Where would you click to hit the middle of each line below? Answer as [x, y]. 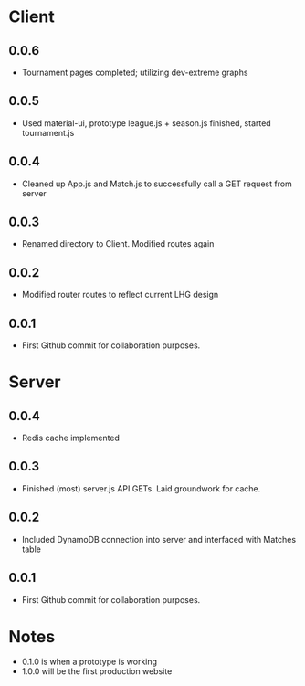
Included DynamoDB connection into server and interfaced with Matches [159, 539]
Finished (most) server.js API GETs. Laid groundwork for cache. [141, 488]
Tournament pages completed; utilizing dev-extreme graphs [135, 72]
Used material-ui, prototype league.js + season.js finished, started [146, 123]
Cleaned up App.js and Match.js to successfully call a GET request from [157, 184]
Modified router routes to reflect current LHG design [120, 295]
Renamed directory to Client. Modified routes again [118, 244]
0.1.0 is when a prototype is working [89, 662]
